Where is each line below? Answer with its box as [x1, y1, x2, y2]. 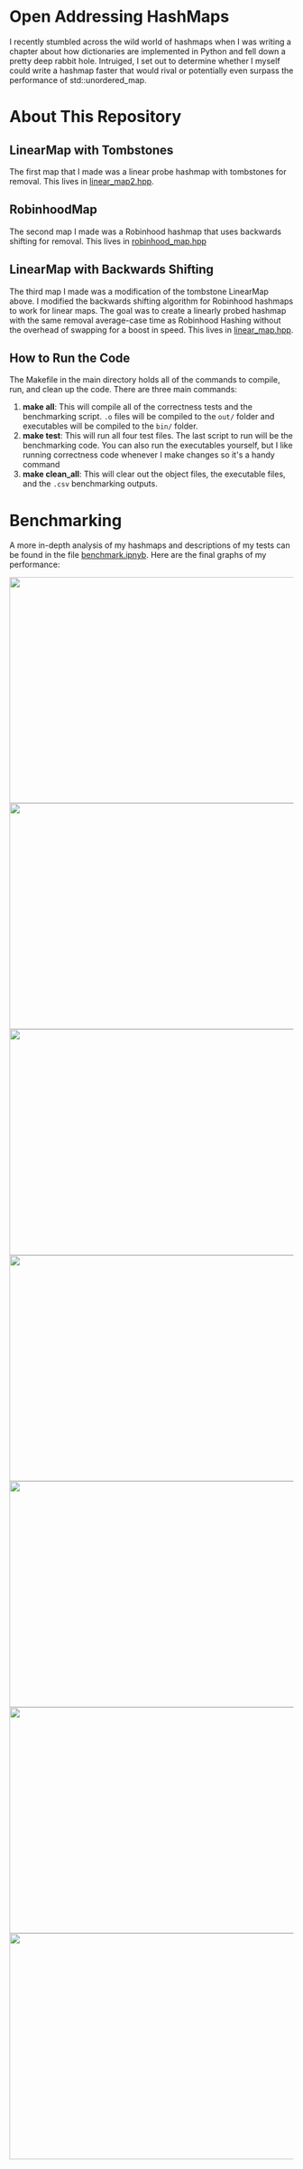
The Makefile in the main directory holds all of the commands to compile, [9, 374, 281, 385]
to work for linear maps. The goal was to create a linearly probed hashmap [9, 305, 287, 316]
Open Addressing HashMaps [9, 6, 230, 27]
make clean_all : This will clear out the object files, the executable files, [22, 468, 286, 480]
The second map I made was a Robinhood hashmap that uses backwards [9, 226, 282, 237]
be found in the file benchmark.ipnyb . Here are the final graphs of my [9, 550, 267, 561]
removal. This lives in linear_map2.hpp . [9, 175, 155, 186]
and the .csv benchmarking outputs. [22, 478, 158, 489]
